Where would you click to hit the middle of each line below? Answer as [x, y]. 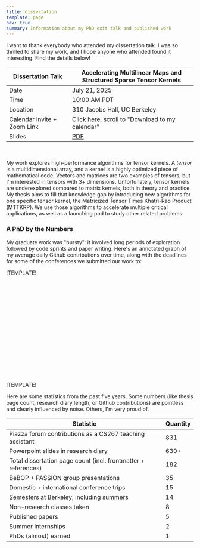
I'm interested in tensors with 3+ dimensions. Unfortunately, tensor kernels [98, 182]
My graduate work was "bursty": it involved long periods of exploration [93, 242]
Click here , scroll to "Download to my [124, 119]
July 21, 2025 [92, 90]
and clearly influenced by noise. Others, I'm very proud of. [78, 409]
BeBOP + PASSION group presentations [65, 478]
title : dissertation [32, 12]
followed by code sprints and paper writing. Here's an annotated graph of [96, 248]
